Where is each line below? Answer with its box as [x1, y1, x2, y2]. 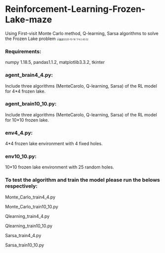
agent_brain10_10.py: [5, 101, 57, 107]
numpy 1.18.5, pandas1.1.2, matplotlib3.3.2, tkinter [5, 59, 105, 65]
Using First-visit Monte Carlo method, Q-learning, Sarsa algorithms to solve [5, 30, 159, 36]
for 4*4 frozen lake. [5, 88, 46, 94]
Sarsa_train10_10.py [5, 242, 44, 248]
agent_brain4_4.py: [5, 72, 53, 79]
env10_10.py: [5, 153, 37, 160]
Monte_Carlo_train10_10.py [5, 203, 58, 209]
